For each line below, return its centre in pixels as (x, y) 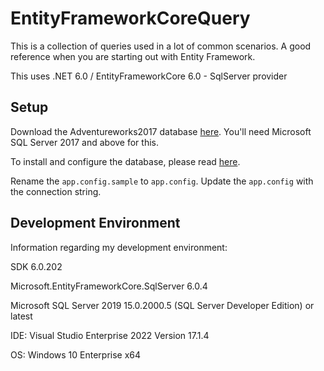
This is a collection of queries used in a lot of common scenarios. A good (161, 46)
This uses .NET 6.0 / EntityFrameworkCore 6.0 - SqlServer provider (149, 76)
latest (21, 316)
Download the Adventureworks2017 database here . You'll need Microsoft (161, 131)
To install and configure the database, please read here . (125, 161)
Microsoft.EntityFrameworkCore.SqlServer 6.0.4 (109, 286)
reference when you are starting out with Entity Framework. (133, 56)
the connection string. (56, 191)
